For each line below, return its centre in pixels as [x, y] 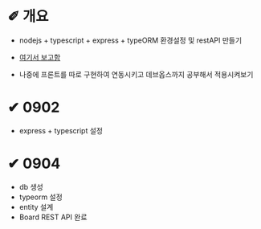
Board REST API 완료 [53, 217]
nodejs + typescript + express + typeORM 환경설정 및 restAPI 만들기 [130, 40]
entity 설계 [36, 207]
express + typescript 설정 [61, 130]
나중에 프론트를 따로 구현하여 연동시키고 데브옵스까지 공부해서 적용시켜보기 [136, 74]
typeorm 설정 [41, 197]
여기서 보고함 [40, 57]
